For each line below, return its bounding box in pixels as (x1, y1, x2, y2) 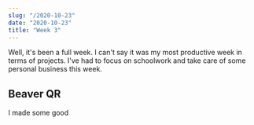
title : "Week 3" (8, 26, 61, 34)
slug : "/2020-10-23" (8, 11, 76, 20)
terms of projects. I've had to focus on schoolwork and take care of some (8, 56, 246, 65)
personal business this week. (8, 64, 102, 74)
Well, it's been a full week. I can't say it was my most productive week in (8, 48, 242, 57)
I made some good (8, 108, 69, 118)
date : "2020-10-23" (8, 19, 72, 27)
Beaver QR (8, 87, 61, 101)
